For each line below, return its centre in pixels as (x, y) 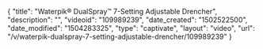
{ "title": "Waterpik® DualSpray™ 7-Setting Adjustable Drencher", (112, 11)
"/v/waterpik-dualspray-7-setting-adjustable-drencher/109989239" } (120, 36)
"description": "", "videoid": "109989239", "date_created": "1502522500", (128, 20)
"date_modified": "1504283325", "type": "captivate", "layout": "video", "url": (131, 28)
